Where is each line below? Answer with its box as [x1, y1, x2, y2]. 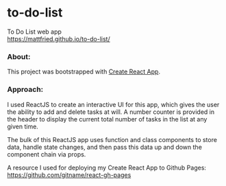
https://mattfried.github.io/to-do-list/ [7, 34, 111, 43]
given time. [7, 122, 39, 130]
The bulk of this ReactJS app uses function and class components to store [7, 135, 218, 143]
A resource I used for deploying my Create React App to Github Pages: [7, 163, 207, 172]
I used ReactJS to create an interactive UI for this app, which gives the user [7, 100, 220, 108]
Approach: [7, 84, 44, 94]
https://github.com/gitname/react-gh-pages [7, 170, 131, 179]
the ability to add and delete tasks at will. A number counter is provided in [7, 108, 215, 116]
